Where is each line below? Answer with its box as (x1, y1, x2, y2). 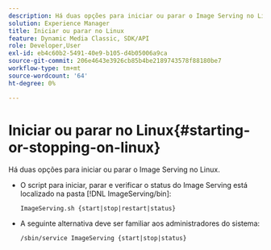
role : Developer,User (8, 42, 81, 50)
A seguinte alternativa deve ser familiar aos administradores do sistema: (19, 219, 261, 228)
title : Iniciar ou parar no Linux (8, 27, 125, 35)
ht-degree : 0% (8, 79, 56, 87)
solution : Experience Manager (8, 19, 110, 27)
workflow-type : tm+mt (8, 65, 81, 73)
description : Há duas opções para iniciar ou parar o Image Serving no (8, 11, 254, 20)
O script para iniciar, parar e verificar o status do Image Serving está (19, 181, 248, 190)
